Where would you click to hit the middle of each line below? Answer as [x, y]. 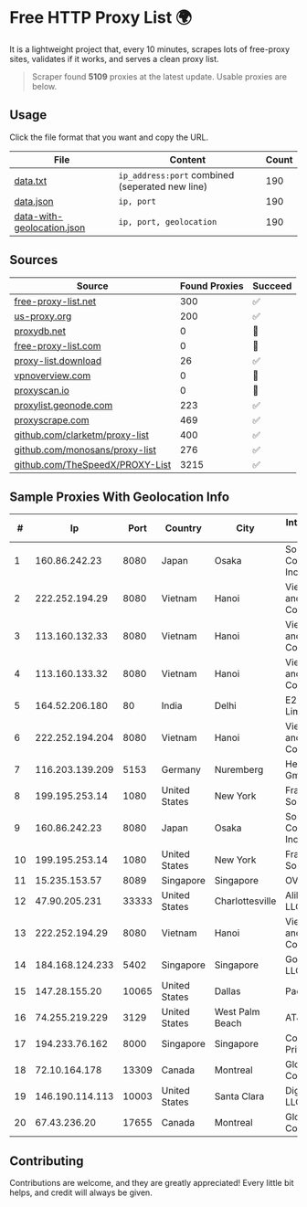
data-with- [39, 216]
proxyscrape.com [52, 419]
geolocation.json [50, 228]
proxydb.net [40, 331]
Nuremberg [239, 770]
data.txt [31, 181]
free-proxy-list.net [55, 301]
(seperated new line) [163, 186]
